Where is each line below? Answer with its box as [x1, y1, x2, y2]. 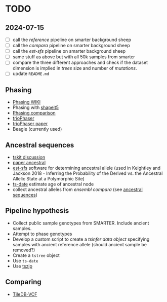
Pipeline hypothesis [5, 206, 69, 215]
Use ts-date [12, 257, 38, 263]
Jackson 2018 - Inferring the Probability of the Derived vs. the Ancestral [12, 170, 163, 176]
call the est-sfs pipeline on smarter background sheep [12, 48, 126, 54]
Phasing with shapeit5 [12, 104, 59, 110]
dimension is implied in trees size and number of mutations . [12, 65, 137, 71]
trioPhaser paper [12, 121, 48, 127]
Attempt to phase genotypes [12, 231, 72, 237]
